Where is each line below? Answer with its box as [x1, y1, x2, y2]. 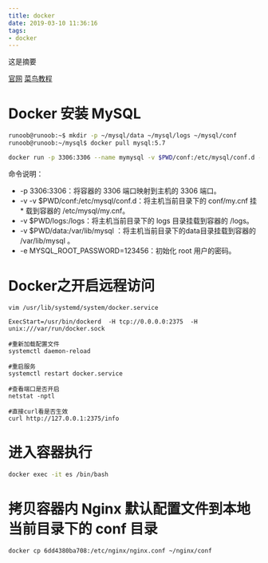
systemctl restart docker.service [8, 369, 124, 378]
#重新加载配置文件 [8, 340, 60, 348]
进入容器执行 [8, 443, 93, 462]
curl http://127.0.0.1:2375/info [8, 414, 120, 422]
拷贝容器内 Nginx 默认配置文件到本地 [8, 500, 251, 517]
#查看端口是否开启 [8, 385, 60, 393]
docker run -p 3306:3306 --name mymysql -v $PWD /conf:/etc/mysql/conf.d [8, 153, 255, 161]
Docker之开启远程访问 [8, 277, 156, 295]
